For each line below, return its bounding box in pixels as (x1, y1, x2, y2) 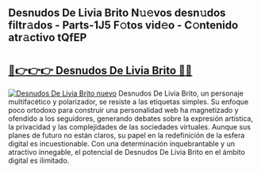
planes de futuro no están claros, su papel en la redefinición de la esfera (8, 130, 245, 140)
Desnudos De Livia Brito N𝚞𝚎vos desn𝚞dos (8, 6, 226, 20)
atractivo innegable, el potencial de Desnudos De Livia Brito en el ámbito (8, 148, 246, 156)
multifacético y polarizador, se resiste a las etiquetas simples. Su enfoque (8, 97, 249, 106)
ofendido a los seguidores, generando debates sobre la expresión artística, (8, 114, 254, 123)
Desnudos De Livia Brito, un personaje (118, 88, 244, 98)
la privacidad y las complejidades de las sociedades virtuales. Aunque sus (8, 122, 251, 131)
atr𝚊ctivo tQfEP (8, 31, 87, 44)
